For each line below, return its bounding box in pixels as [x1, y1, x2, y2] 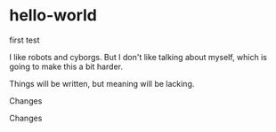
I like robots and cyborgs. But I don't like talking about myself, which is [9, 51, 267, 62]
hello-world [9, 5, 98, 26]
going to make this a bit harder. [9, 61, 123, 72]
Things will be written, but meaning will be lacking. [9, 78, 195, 89]
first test [9, 35, 40, 45]
